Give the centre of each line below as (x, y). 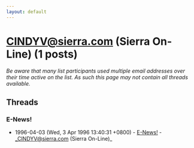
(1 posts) (56, 54)
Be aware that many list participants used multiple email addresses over (96, 71)
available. (19, 83)
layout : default (26, 12)
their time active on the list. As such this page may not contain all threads (97, 77)
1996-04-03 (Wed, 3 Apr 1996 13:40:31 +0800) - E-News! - (88, 132)
